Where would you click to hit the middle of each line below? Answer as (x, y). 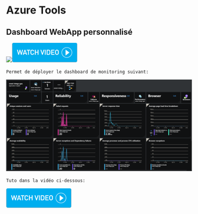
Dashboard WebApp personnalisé (69, 32)
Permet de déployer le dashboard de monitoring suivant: (77, 72)
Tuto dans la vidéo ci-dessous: (46, 181)
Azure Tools (36, 10)
